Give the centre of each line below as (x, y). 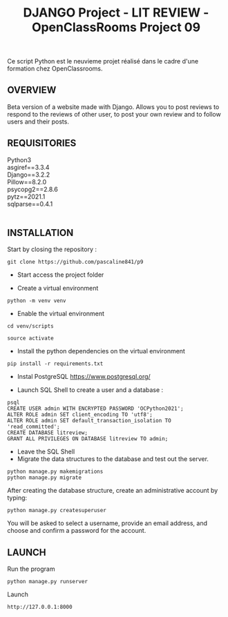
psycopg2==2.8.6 (33, 189)
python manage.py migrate (44, 478)
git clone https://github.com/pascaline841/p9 (75, 262)
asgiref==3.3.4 (28, 167)
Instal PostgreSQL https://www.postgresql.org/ (84, 377)
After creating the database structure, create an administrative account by (113, 491)
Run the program (31, 569)
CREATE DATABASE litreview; (48, 433)
